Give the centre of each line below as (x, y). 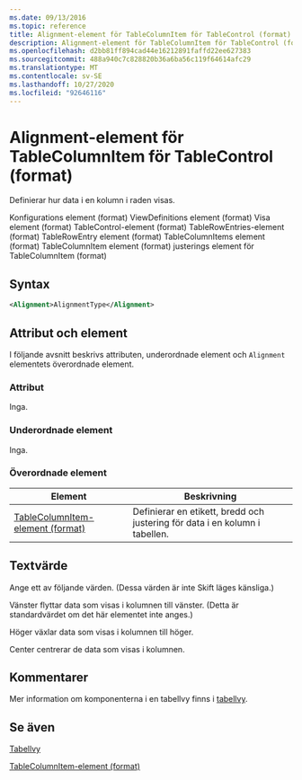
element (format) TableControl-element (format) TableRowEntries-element (147, 227)
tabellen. (151, 534)
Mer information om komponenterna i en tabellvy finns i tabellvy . (129, 699)
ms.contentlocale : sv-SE (56, 76)
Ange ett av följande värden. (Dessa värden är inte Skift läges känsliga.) (142, 587)
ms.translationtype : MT (54, 68)
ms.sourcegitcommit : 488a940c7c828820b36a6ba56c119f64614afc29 (130, 59)
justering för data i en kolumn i (196, 522)
